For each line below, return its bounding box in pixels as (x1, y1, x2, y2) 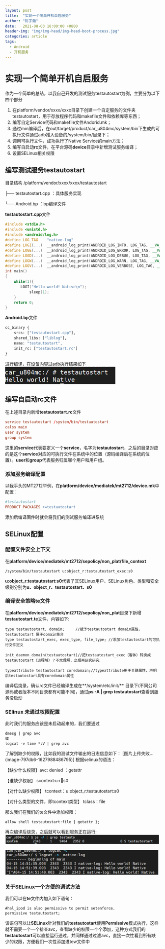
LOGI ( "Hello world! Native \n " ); (20, 284, 87, 289)
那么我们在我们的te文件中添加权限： (5, 809, 78, 815)
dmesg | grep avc (5, 731, 41, 736)
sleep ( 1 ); (29, 289, 50, 295)
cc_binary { (5, 325, 29, 330)
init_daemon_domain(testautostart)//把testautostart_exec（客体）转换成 (5, 652, 151, 657)
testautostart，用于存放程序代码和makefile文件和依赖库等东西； (12, 113, 141, 119)
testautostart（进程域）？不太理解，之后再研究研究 (5, 658, 100, 663)
